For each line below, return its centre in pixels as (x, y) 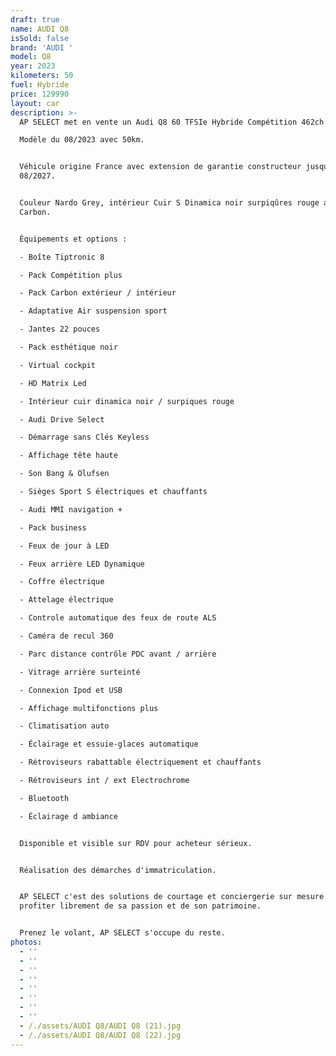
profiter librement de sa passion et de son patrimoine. (140, 906)
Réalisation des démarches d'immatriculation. (118, 870)
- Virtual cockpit (58, 365)
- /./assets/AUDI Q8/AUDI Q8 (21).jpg (100, 1026)
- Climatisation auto (64, 726)
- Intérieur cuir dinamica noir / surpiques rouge (127, 401)
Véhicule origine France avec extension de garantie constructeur (160, 167)
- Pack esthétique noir (68, 347)
